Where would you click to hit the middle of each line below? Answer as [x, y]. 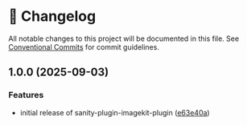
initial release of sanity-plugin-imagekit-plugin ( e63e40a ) [115, 112]
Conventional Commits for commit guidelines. [84, 46]
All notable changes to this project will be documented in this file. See [124, 38]
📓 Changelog [52, 16]
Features [26, 95]
